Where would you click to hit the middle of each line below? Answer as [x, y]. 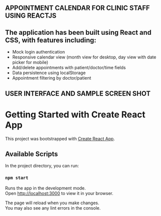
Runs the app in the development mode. [45, 188]
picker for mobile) [30, 62]
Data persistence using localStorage [49, 73]
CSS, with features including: [51, 40]
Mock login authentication [39, 52]
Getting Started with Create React [75, 114]
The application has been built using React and [78, 32]
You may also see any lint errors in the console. [53, 208]
